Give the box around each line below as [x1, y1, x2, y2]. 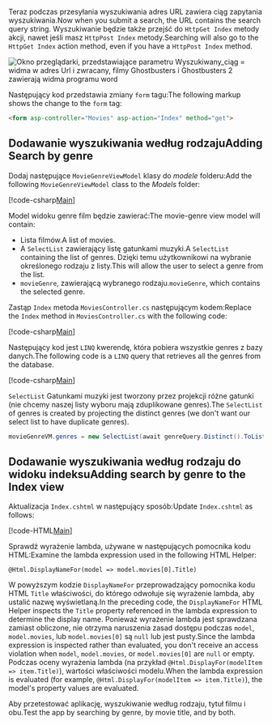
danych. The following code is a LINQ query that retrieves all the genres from [8, 351, 261, 360]
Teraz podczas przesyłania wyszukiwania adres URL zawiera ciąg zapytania [8, 7, 262, 16]
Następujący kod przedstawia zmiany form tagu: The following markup [8, 90, 241, 100]
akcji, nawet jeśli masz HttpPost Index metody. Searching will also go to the [8, 32, 259, 42]
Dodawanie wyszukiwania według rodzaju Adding [8, 137, 263, 151]
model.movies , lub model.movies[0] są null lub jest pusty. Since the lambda [8, 632, 256, 642]
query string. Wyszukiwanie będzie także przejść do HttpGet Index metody [8, 24, 260, 33]
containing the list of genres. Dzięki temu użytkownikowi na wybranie [19, 252, 252, 262]
